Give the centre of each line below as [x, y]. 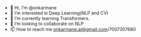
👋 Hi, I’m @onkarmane [33, 8]
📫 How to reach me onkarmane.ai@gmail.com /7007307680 [73, 29]
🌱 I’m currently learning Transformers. [50, 18]
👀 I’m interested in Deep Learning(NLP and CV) [59, 13]
